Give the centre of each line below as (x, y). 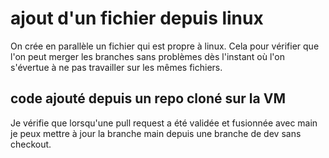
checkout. (31, 144)
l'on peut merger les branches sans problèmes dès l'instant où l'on (147, 56)
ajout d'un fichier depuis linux (137, 18)
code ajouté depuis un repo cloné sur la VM (148, 98)
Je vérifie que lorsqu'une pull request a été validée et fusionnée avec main (164, 123)
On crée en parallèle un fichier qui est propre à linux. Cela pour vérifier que (165, 46)
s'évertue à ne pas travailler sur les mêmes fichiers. (116, 67)
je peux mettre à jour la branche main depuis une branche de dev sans (156, 133)
